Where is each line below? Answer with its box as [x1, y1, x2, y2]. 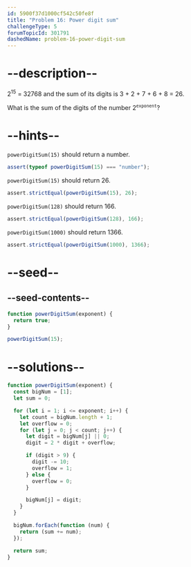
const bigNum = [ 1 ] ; [13, 389, 73, 396]
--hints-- [7, 127, 60, 143]
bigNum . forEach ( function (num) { [13, 522, 110, 529]
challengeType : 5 [7, 23, 57, 30]
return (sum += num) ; [19, 528, 82, 535]
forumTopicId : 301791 [7, 29, 70, 37]
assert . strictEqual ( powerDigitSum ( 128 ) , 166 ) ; [7, 216, 144, 223]
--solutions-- [7, 359, 85, 375]
